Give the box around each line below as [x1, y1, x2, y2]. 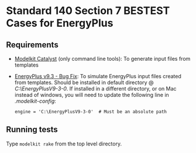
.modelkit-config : [14, 98, 57, 105]
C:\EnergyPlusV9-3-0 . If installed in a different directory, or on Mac [14, 85, 177, 92]
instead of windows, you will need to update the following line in [14, 92, 170, 98]
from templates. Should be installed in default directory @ [14, 79, 154, 86]
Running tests [6, 124, 59, 135]
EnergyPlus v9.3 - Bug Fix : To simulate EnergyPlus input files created [14, 73, 181, 79]
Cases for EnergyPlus [6, 16, 114, 30]
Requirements [6, 40, 59, 50]
